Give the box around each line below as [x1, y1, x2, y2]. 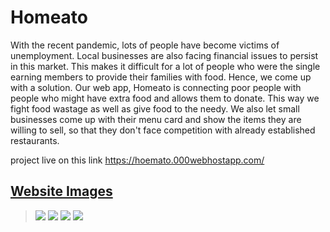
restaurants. [10, 134, 60, 146]
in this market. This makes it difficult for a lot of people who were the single [10, 60, 321, 72]
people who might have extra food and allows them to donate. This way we [10, 92, 320, 104]
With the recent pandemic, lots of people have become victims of [10, 39, 280, 51]
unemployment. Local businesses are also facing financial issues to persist [10, 49, 319, 61]
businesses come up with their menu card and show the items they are [10, 113, 302, 125]
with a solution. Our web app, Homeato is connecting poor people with [10, 81, 302, 93]
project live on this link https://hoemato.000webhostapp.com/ [10, 154, 265, 166]
